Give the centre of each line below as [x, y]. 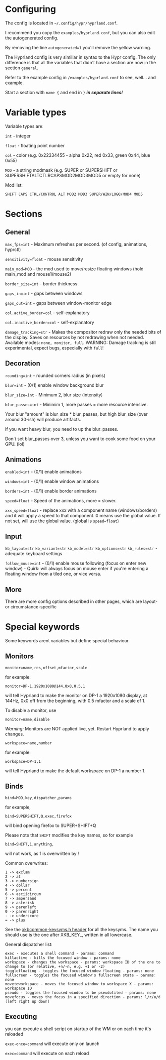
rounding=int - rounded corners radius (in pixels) [55, 375]
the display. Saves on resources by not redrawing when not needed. [75, 337]
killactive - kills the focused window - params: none [63, 958]
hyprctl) [13, 249]
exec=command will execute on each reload [47, 1053]
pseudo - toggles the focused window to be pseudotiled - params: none [81, 993]
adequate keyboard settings [34, 554]
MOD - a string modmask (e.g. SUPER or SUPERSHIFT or [61, 170]
